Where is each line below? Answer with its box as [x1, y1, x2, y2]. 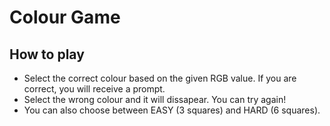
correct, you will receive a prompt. [23, 83, 166, 95]
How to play [9, 46, 85, 63]
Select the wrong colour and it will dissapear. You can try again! [23, 94, 287, 105]
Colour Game [9, 6, 121, 29]
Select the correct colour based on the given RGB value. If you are [23, 72, 297, 84]
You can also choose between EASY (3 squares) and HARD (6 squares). [23, 104, 321, 116]
